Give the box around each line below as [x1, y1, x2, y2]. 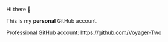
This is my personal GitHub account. [6, 17, 98, 24]
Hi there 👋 [6, 6, 31, 13]
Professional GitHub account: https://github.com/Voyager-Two [6, 29, 162, 36]
